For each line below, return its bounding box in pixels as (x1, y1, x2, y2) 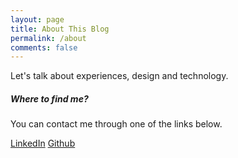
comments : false (10, 42, 78, 53)
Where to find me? (10, 92, 89, 105)
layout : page (10, 14, 65, 25)
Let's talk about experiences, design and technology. (10, 70, 229, 82)
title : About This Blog (10, 24, 110, 34)
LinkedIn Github (10, 137, 76, 150)
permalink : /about (10, 33, 87, 43)
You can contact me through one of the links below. (10, 118, 223, 130)
